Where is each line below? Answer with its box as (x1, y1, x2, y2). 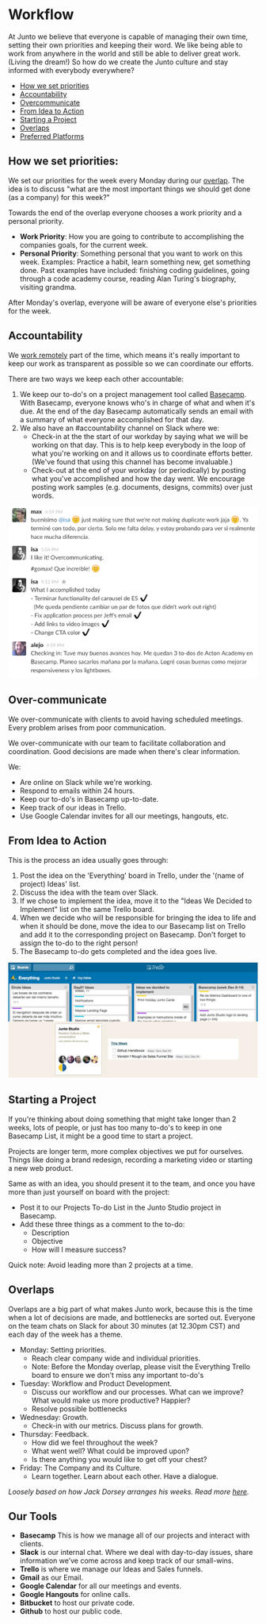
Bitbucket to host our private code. (19, 1598, 135, 1608)
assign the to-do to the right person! (19, 938, 139, 948)
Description (31, 1228, 70, 1237)
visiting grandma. (19, 282, 77, 291)
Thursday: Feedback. (19, 1429, 89, 1438)
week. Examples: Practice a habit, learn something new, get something (19, 256, 251, 267)
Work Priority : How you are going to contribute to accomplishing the (19, 232, 245, 241)
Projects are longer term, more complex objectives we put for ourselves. (8, 1146, 244, 1156)
